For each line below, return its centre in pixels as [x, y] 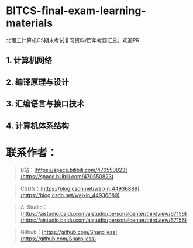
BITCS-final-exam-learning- [76, 11]
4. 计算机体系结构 [37, 125]
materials [30, 23]
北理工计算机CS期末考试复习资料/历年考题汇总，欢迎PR [73, 40]
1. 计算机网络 [29, 61]
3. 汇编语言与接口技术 [45, 104]
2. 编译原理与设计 [37, 82]
